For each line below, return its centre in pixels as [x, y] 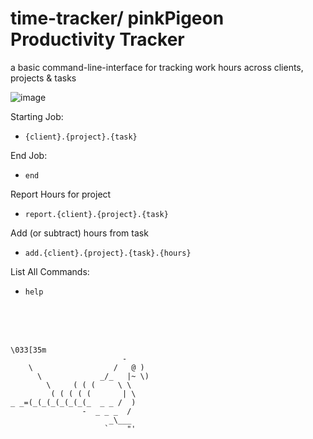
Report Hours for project [61, 194]
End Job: [29, 155]
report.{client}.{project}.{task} [96, 214]
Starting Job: [37, 116]
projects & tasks [43, 78]
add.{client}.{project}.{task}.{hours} [108, 253]
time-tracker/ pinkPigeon [117, 18]
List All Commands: [50, 271]
